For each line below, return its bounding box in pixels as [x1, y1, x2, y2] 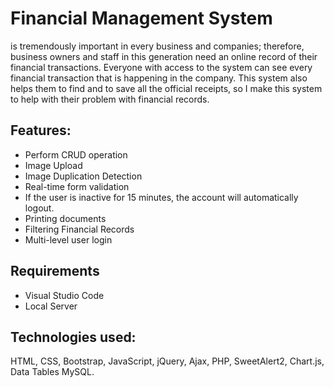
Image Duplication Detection [24, 170, 143, 182]
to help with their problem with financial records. [10, 93, 210, 105]
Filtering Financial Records [24, 223, 135, 235]
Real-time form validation [24, 180, 130, 192]
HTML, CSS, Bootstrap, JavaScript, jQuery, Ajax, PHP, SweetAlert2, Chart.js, [10, 355, 325, 367]
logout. [24, 202, 55, 214]
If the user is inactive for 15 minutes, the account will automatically [24, 191, 299, 203]
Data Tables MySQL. [10, 366, 95, 378]
